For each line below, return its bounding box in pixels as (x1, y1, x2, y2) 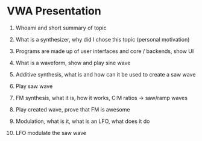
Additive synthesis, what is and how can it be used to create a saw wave (15, 70, 196, 78)
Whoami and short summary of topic (15, 24, 107, 31)
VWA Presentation (7, 4, 101, 18)
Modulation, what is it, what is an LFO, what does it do (15, 117, 150, 125)
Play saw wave (15, 83, 53, 90)
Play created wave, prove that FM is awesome (15, 105, 130, 113)
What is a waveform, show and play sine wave (15, 59, 131, 66)
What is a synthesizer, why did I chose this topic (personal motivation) (15, 36, 190, 43)
